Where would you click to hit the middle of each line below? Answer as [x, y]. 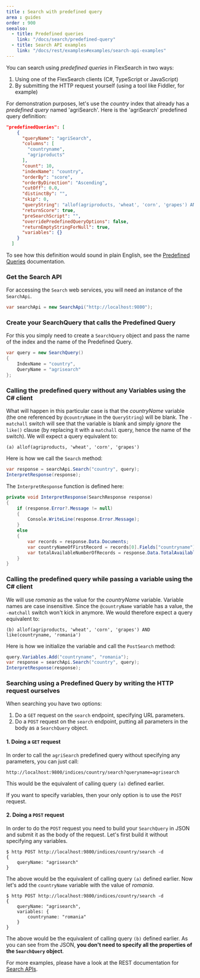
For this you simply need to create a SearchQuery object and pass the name [98, 336]
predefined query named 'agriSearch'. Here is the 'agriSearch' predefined [97, 110]
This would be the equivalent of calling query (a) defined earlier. [85, 783]
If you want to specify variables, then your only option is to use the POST [94, 795]
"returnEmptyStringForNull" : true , [66, 227]
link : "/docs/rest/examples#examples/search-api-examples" [92, 51]
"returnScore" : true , [49, 210]
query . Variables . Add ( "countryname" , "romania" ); [68, 657]
